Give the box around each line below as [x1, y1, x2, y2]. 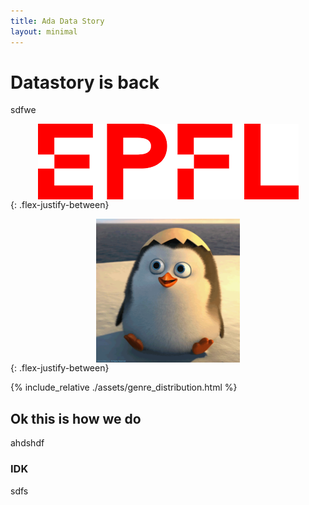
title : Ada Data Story [10, 16, 105, 26]
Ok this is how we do [10, 410, 142, 427]
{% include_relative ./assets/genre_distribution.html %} [10, 381, 238, 394]
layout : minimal [10, 26, 78, 37]
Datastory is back [10, 71, 160, 94]
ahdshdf [10, 437, 45, 449]
